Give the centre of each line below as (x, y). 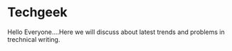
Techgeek (37, 12)
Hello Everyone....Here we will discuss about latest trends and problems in (116, 32)
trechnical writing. (34, 39)
